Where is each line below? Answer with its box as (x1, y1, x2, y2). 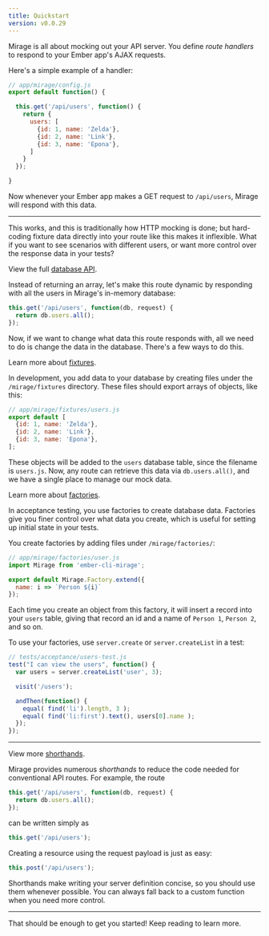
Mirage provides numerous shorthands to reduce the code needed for (8, 764, 240, 775)
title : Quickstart (8, 11, 70, 20)
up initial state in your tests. (8, 523, 99, 532)
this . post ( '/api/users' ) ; (8, 864, 94, 872)
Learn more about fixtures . (8, 357, 97, 367)
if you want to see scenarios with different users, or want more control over (8, 240, 257, 250)
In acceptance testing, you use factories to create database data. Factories (8, 505, 256, 515)
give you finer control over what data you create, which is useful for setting (8, 514, 256, 523)
